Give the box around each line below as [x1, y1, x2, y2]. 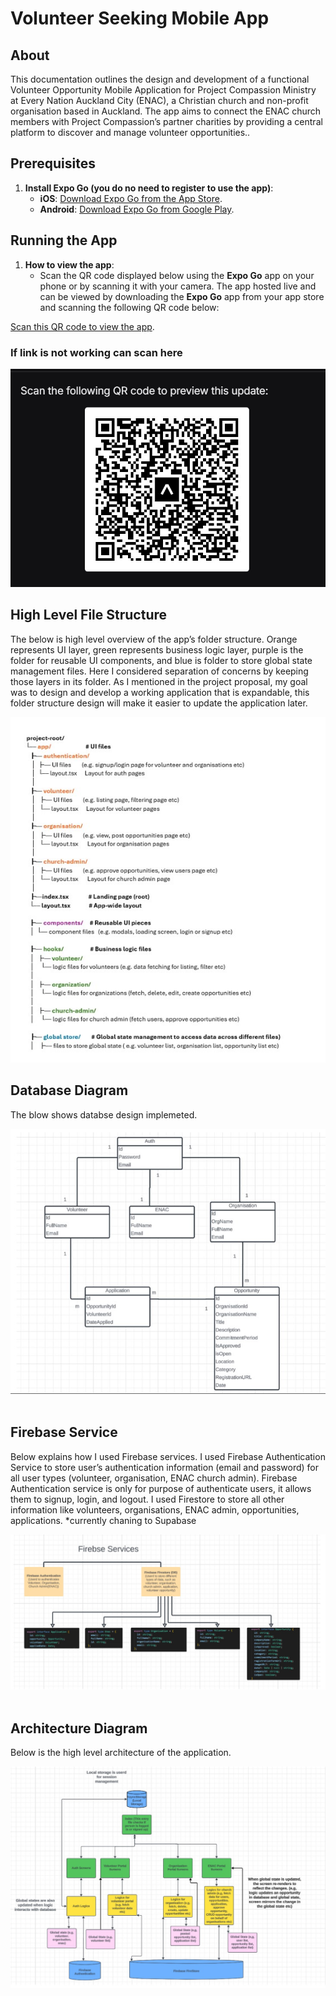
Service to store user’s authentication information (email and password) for [10, 1461, 319, 1473]
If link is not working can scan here [10, 345, 183, 359]
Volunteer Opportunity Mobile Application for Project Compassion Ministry [10, 84, 317, 96]
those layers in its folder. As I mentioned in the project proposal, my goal [10, 675, 308, 687]
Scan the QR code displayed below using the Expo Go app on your [39, 269, 315, 281]
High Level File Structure [10, 607, 168, 624]
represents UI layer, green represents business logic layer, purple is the [10, 643, 304, 656]
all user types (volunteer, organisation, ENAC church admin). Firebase [10, 1472, 298, 1484]
